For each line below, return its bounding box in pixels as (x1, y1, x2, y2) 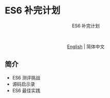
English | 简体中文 (67, 43, 105, 49)
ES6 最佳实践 (12, 87, 41, 93)
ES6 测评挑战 (12, 74, 41, 81)
